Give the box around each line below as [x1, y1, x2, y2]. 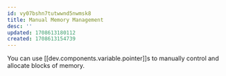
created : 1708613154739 [7, 36, 76, 42]
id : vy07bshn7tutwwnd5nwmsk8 [7, 10, 92, 17]
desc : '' [7, 23, 33, 29]
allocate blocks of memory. [7, 62, 85, 70]
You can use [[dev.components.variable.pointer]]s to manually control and [7, 54, 220, 62]
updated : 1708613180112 [7, 29, 76, 36]
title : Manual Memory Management [7, 16, 104, 23]
